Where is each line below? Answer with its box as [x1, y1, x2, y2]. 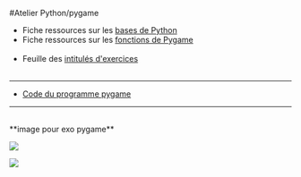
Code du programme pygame [21, 88, 132, 99]
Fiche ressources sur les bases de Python [21, 25, 177, 35]
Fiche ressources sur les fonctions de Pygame [21, 35, 194, 45]
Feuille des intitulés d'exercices [21, 54, 139, 63]
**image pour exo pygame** [9, 124, 115, 134]
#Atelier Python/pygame [9, 8, 99, 18]
